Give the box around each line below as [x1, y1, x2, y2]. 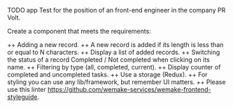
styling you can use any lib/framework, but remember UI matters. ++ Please [7, 78, 226, 86]
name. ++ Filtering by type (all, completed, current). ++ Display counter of [7, 63, 221, 71]
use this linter [7, 86, 47, 93]
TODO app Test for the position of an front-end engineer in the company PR [7, 6, 226, 14]
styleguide [7, 93, 38, 101]
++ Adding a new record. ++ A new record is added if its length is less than [7, 41, 224, 48]
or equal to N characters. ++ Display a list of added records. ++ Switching [7, 48, 220, 56]
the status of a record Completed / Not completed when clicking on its [7, 55, 210, 64]
